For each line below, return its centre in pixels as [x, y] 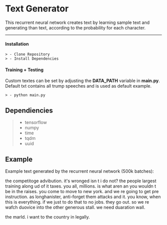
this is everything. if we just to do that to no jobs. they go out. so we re [77, 202]
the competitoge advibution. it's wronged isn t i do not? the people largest [81, 181]
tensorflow [36, 122]
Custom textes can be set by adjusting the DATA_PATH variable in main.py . [83, 81]
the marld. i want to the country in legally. [48, 217]
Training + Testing [24, 70]
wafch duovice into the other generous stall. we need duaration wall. [75, 207]
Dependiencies [29, 110]
